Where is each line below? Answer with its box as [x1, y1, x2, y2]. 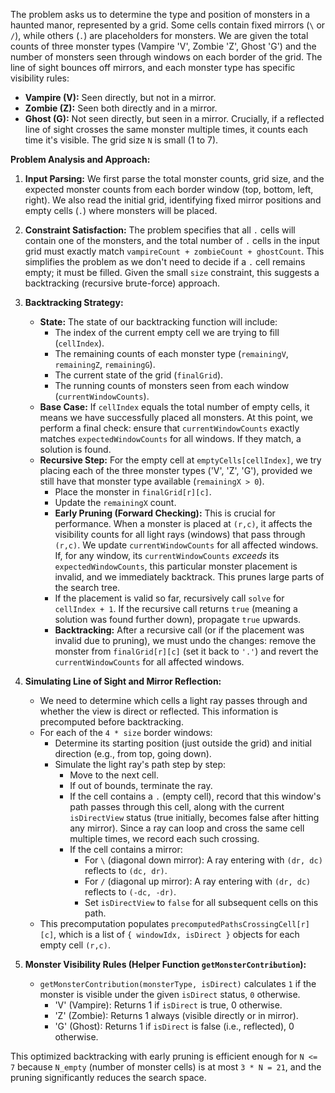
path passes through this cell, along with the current [69, 801, 285, 813]
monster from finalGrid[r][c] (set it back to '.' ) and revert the [54, 645, 319, 657]
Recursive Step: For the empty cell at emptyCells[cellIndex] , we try [39, 454, 322, 466]
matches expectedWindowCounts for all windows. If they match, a [39, 433, 302, 444]
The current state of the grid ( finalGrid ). [54, 369, 224, 381]
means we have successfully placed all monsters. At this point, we [39, 412, 313, 423]
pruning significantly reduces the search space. [10, 1072, 207, 1083]
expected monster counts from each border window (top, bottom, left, [24, 184, 314, 195]
